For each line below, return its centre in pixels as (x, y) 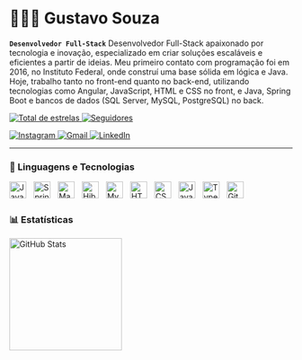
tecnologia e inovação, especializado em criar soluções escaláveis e (136, 52)
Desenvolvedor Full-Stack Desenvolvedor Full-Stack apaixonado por (137, 43)
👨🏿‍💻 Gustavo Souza (84, 18)
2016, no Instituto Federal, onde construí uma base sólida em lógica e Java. (149, 72)
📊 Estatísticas (41, 220)
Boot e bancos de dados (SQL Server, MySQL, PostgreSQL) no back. (137, 100)
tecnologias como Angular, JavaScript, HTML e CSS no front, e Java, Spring (150, 91)
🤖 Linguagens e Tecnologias (72, 167)
